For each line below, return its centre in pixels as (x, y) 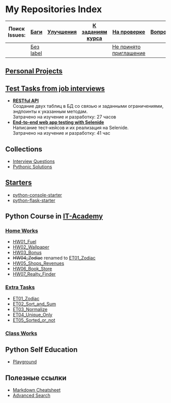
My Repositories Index (54, 9)
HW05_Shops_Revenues (38, 263)
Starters (19, 183)
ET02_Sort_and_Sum (34, 304)
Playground (25, 362)
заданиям (94, 32)
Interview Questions (34, 161)
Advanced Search (32, 395)
